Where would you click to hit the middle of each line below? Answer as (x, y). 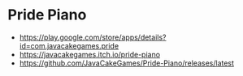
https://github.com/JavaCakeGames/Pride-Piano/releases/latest (127, 63)
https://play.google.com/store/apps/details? (93, 37)
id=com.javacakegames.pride (69, 45)
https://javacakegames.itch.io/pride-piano (89, 54)
